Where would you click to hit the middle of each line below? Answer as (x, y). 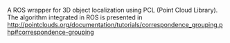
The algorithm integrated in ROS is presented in (75, 17)
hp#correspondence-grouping (51, 32)
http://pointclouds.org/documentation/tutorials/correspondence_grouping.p (115, 25)
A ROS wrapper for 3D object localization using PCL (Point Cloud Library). (113, 10)
